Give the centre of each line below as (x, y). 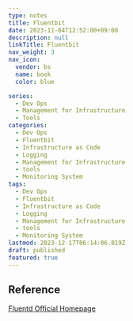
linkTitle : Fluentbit (44, 45)
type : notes (28, 15)
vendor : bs (33, 67)
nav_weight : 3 (32, 52)
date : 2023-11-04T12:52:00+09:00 (63, 30)
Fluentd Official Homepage (52, 308)
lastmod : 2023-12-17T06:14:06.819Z (67, 243)
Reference (34, 290)
